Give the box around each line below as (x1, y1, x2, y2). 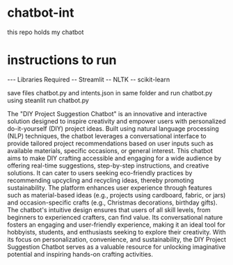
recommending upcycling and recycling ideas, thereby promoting (7, 176, 195, 184)
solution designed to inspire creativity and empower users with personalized (7, 117, 226, 125)
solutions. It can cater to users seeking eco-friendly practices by (7, 168, 193, 177)
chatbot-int (7, 5, 74, 21)
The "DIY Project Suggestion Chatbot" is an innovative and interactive (7, 109, 207, 118)
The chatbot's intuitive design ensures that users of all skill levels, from (7, 205, 211, 214)
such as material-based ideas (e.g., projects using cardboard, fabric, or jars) (7, 191, 226, 199)
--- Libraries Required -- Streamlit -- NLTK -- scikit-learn (7, 75, 170, 83)
